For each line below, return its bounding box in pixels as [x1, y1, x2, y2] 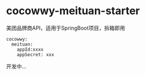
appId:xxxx [17, 46, 44, 53]
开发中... [6, 63, 27, 70]
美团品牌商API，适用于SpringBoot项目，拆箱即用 [6, 24, 126, 31]
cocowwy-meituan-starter [6, 4, 140, 18]
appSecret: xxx [17, 51, 55, 57]
